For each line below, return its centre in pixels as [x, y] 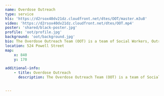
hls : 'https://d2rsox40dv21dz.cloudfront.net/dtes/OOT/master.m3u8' [76, 19]
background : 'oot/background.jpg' [40, 37]
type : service [20, 14]
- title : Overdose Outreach [42, 73]
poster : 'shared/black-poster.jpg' [41, 28]
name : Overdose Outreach [30, 10]
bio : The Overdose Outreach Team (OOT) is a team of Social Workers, [77, 41]
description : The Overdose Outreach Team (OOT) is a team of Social [89, 77]
